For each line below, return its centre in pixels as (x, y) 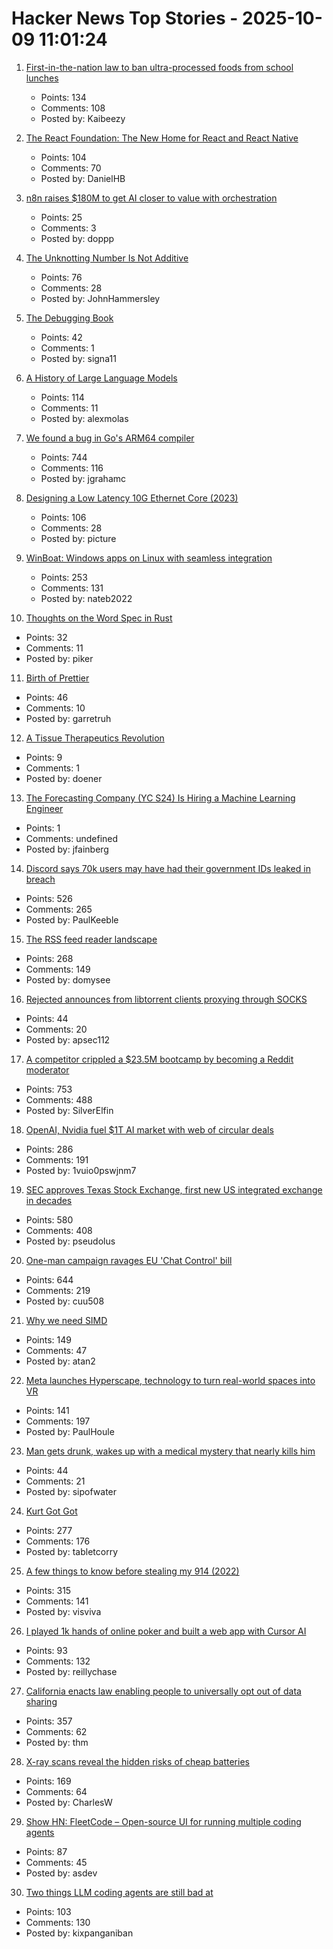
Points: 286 (49, 1149)
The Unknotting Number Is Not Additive (107, 258)
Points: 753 (49, 1089)
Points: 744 (64, 457)
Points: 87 (46, 1851)
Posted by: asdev (61, 1873)
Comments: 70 (71, 168)
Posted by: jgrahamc (83, 478)
